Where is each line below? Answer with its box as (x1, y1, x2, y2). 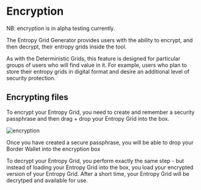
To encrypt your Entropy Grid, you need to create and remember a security (6, 108, 195, 116)
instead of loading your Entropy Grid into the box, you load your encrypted (6, 164, 194, 171)
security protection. (6, 74, 56, 82)
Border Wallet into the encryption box (6, 145, 101, 153)
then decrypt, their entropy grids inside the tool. (6, 43, 127, 50)
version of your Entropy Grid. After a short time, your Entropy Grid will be (6, 170, 189, 177)
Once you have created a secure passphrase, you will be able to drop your (6, 139, 194, 146)
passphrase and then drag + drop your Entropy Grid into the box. (6, 115, 170, 122)
